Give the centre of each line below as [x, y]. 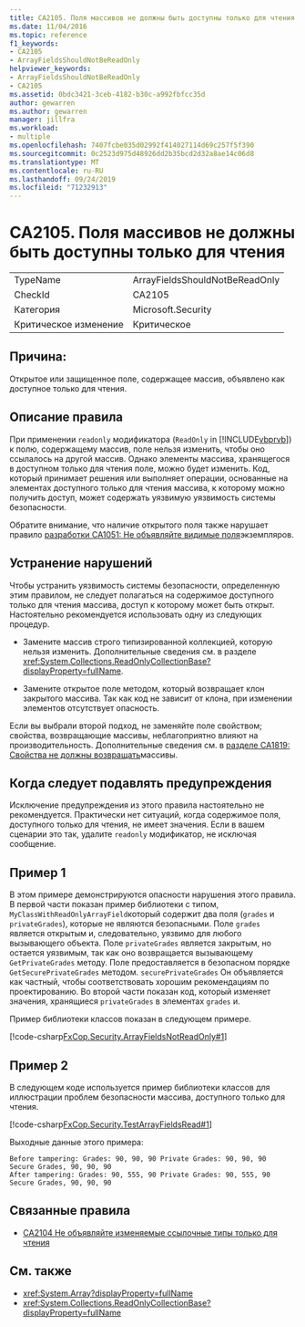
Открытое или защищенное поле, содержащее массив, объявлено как [147, 379]
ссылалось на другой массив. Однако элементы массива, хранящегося [150, 458]
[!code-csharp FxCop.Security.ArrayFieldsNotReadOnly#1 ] [118, 1037]
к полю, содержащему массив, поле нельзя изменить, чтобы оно [137, 449]
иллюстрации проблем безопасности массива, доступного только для [147, 1097]
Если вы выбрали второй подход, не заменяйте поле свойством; [136, 726]
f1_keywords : [34, 43]
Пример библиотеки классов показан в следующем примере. [131, 1019]
